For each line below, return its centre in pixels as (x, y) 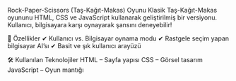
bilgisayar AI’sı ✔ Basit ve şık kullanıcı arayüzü (74, 46)
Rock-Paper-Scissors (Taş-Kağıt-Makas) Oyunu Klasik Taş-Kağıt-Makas (112, 10)
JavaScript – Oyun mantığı (46, 70)
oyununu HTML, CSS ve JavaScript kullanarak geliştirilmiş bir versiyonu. (112, 17)
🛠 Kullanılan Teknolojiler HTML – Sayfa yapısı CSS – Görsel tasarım (105, 60)
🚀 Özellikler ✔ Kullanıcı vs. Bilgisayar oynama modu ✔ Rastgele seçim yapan (118, 38)
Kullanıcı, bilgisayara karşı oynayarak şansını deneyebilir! (90, 25)
